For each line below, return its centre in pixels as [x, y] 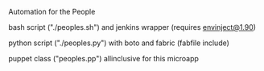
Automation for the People [52, 12]
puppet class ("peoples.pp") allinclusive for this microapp [104, 58]
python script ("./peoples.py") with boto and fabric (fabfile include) [119, 43]
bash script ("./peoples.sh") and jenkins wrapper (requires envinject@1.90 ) [132, 27]
